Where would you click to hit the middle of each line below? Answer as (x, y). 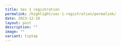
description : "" (21, 27)
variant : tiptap (21, 36)
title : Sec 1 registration (32, 9)
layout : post (18, 23)
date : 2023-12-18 (23, 18)
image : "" (15, 32)
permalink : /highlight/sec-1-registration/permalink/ (61, 14)
